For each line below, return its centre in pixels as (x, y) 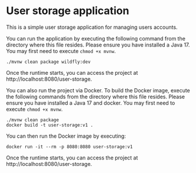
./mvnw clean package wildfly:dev (49, 62)
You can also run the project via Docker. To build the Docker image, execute (98, 90)
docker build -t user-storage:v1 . (50, 125)
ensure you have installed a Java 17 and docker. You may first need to (91, 103)
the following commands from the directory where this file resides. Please (96, 97)
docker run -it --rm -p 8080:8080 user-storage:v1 (69, 147)
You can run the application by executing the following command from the (96, 38)
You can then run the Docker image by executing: (66, 136)
